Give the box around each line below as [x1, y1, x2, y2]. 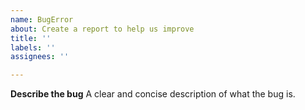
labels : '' [10, 42, 56, 53]
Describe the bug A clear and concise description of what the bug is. [10, 88, 296, 100]
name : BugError [10, 14, 74, 25]
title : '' [10, 33, 52, 43]
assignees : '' [10, 52, 70, 62]
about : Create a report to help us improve [10, 24, 195, 34]
